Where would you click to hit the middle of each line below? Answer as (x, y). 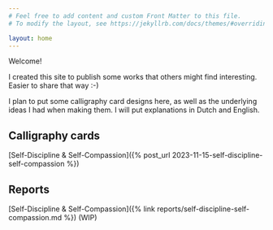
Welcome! (25, 61)
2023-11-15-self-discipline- (217, 155)
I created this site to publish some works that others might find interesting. (133, 77)
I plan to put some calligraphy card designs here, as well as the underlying (133, 102)
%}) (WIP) (80, 217)
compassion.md (35, 217)
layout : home (30, 38)
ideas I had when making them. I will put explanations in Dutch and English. (134, 110)
